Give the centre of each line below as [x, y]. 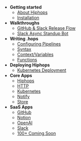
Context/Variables [35, 54]
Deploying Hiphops [30, 65]
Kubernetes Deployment [41, 70]
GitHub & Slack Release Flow [46, 28]
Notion [24, 117]
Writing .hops [24, 39]
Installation [28, 18]
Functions [27, 60]
